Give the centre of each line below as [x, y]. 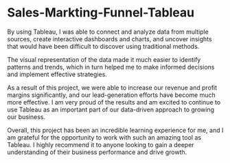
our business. [26, 117]
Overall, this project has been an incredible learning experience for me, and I [115, 130]
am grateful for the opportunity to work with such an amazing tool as [104, 137]
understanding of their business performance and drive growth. [97, 152]
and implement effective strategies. [57, 74]
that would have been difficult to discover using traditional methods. [103, 46]
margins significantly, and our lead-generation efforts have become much [112, 95]
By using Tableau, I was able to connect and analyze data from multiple [108, 32]
